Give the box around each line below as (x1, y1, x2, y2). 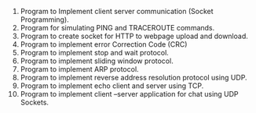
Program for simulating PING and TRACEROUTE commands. (20, 23, 215, 32)
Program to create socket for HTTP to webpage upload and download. (20, 31, 248, 41)
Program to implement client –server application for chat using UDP (20, 90, 239, 98)
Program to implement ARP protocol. (20, 65, 140, 73)
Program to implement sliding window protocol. (20, 56, 174, 65)
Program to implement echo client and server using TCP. (20, 81, 204, 90)
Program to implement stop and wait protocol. (20, 48, 170, 57)
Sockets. (20, 97, 49, 107)
